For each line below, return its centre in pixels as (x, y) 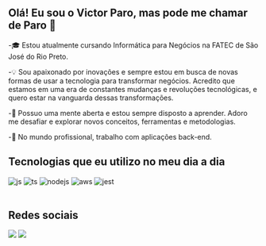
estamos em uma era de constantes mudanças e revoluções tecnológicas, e (133, 89)
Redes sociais (43, 215)
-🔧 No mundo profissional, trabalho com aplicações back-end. (110, 136)
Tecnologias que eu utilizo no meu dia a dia (117, 162)
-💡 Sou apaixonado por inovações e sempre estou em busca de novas (123, 71)
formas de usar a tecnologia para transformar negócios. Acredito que (122, 81)
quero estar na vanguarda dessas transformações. (91, 98)
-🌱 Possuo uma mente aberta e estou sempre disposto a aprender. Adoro (128, 113)
